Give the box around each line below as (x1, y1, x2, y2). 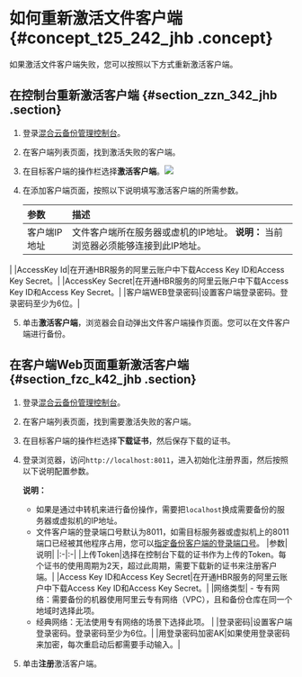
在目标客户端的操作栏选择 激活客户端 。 (22, 166, 164, 176)
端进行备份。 (22, 328, 70, 338)
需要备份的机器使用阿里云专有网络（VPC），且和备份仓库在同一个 (51, 593, 293, 604)
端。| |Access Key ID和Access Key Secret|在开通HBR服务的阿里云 (35, 571, 280, 582)
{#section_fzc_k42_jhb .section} (9, 372, 197, 387)
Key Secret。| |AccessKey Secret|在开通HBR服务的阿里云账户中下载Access (9, 275, 289, 286)
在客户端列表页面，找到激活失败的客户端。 (22, 146, 181, 158)
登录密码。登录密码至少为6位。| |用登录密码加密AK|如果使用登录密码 (35, 627, 290, 638)
